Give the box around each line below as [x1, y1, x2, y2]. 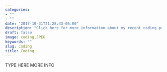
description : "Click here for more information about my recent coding [5, 26, 157, 31]
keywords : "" [5, 39, 32, 44]
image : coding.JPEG [5, 35, 46, 40]
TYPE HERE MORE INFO [5, 62, 55, 68]
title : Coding [5, 48, 35, 53]
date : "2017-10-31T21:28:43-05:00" [5, 21, 79, 26]
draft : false [5, 30, 32, 35]
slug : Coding [5, 44, 32, 49]
